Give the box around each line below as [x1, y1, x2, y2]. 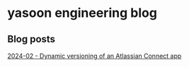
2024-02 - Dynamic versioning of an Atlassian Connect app [7, 51, 182, 60]
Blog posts [7, 33, 55, 45]
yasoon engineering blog [7, 5, 158, 21]
